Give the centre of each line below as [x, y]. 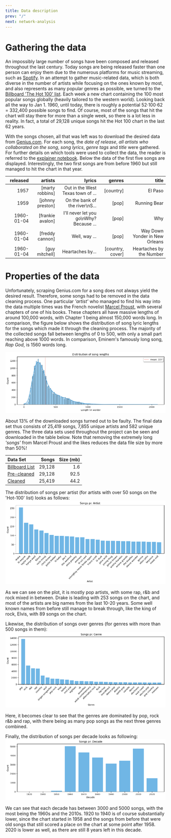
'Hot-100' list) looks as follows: [38, 498]
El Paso [156, 190]
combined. [17, 726]
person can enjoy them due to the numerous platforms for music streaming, [84, 72]
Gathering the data [46, 47]
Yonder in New [148, 236]
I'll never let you [80, 213]
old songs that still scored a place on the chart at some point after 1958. [80, 825]
